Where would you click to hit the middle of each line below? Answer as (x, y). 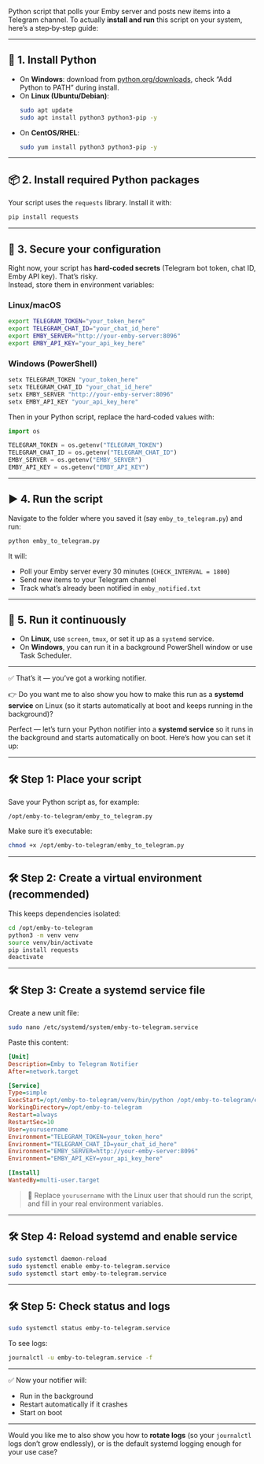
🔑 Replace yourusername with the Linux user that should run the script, (140, 1195)
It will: (18, 556)
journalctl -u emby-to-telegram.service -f (81, 1358)
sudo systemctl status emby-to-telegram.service (89, 1329)
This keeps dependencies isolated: (64, 913)
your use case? (33, 1451)
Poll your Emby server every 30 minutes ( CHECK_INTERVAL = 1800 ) (125, 571)
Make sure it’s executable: (50, 831)
